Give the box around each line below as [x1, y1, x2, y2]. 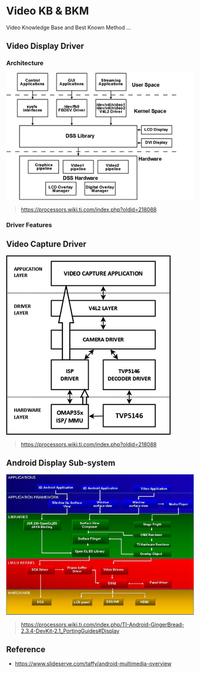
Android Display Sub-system [6, 458, 116, 468]
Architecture [6, 59, 44, 67]
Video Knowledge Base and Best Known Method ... [6, 24, 131, 31]
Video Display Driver [6, 41, 85, 51]
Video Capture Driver [6, 239, 86, 250]
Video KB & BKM [6, 4, 89, 18]
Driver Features [6, 220, 52, 229]
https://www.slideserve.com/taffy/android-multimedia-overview [14, 660, 171, 668]
